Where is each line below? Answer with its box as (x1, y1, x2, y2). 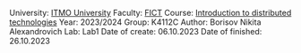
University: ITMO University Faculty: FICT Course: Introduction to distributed (9, 8, 292, 18)
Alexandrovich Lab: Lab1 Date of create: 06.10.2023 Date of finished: (9, 26, 262, 36)
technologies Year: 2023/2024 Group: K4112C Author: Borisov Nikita (9, 17, 262, 27)
